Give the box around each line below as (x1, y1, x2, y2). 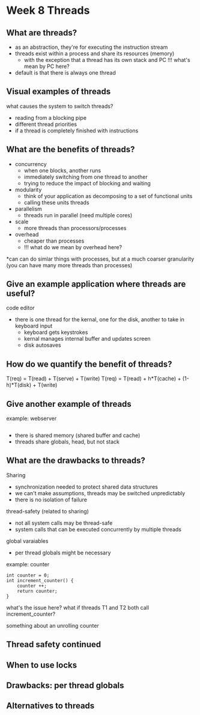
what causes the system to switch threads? (6, 102, 114, 110)
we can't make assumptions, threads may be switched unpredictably (14, 489, 186, 497)
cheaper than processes (23, 237, 85, 244)
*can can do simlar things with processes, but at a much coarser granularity (6, 255, 195, 262)
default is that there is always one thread (14, 69, 116, 76)
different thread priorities (14, 120, 77, 128)
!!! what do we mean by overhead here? (23, 243, 122, 250)
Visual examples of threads (6, 87, 111, 97)
